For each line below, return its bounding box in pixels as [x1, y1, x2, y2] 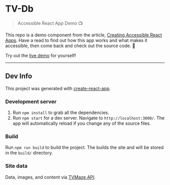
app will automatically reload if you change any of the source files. [12, 120, 151, 127]
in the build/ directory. [5, 150, 53, 156]
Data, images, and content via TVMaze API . [5, 174, 96, 180]
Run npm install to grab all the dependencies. [12, 109, 110, 116]
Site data [5, 163, 28, 170]
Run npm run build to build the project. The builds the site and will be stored [5, 144, 164, 151]
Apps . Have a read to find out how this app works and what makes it [5, 37, 148, 43]
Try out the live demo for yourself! [5, 52, 76, 58]
